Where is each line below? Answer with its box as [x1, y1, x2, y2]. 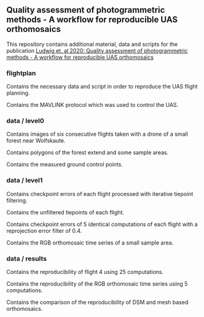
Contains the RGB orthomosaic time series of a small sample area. [6, 239, 174, 246]
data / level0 [6, 117, 45, 125]
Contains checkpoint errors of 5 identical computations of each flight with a [6, 221, 198, 228]
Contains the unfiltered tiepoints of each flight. [6, 208, 125, 216]
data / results [6, 254, 47, 263]
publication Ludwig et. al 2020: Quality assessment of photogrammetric [6, 47, 188, 54]
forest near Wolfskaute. [6, 137, 66, 144]
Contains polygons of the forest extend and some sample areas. [6, 149, 169, 156]
